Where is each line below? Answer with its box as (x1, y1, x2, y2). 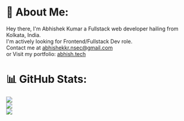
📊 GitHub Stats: (6, 73, 88, 86)
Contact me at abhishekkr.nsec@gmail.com (6, 44, 113, 51)
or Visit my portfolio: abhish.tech (6, 50, 86, 57)
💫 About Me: (6, 5, 69, 19)
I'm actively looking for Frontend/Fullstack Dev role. (6, 38, 133, 45)
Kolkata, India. (6, 31, 41, 38)
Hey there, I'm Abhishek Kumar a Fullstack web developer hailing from (6, 25, 179, 32)
